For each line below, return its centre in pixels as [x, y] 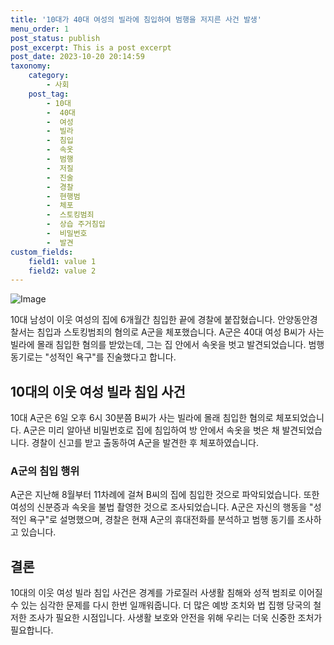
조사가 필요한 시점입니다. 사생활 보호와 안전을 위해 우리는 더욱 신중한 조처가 [175, 618]
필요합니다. [32, 630]
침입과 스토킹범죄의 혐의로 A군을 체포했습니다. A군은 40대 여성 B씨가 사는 [180, 332]
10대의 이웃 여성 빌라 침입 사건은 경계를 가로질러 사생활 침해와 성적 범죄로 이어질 [166, 593]
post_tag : [49, 94]
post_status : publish [55, 38]
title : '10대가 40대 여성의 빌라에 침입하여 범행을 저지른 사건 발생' [136, 19]
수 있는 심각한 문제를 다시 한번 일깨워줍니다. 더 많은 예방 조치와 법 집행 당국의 [161, 605]
